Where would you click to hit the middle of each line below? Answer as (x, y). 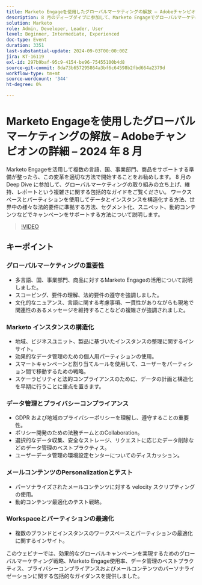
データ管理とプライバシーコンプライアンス (68, 403)
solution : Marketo (29, 23)
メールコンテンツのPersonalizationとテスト (70, 472)
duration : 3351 (25, 46)
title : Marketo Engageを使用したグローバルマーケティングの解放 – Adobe (90, 12)
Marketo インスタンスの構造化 (50, 327)
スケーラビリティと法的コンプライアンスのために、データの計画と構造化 (104, 379)
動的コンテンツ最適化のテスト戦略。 (60, 502)
